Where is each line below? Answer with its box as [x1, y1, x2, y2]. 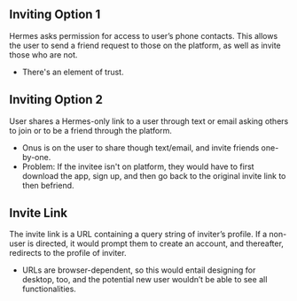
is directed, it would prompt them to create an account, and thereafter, [27, 238, 284, 249]
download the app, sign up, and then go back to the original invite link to [21, 170, 286, 181]
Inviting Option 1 [9, 7, 101, 22]
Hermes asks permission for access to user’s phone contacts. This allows [9, 30, 278, 41]
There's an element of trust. [21, 66, 124, 77]
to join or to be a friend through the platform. [9, 125, 173, 135]
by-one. [21, 151, 51, 162]
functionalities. [21, 283, 77, 295]
